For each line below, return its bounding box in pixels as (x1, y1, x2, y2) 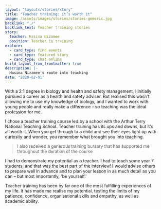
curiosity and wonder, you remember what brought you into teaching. (5, 134, 144, 139)
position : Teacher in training (9, 39, 73, 44)
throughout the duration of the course (17, 148, 93, 154)
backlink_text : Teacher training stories (5, 25, 90, 30)
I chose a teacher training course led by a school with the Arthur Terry (5, 118, 146, 124)
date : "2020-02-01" (5, 75, 45, 80)
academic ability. (5, 198, 39, 204)
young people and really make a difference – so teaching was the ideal (5, 104, 147, 109)
